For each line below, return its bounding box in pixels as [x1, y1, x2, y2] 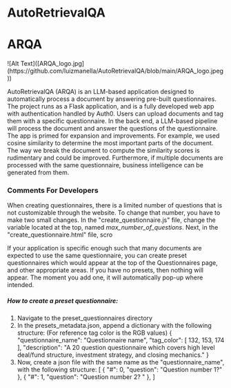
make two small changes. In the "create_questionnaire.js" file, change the [7, 216, 216, 224]
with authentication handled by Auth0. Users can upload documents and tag [7, 109, 224, 118]
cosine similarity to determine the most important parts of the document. [7, 139, 214, 147]
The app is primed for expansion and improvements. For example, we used [7, 131, 220, 140]
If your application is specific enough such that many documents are [7, 244, 202, 252]
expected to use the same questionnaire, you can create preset [7, 251, 188, 260]
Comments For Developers [7, 185, 99, 195]
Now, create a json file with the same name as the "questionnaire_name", [17, 358, 225, 367]
